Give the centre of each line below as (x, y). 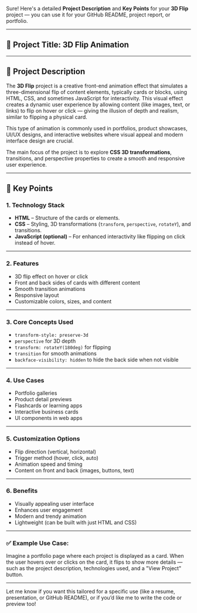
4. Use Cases (25, 380)
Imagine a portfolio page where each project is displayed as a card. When (95, 556)
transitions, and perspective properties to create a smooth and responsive (96, 158)
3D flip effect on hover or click (51, 276)
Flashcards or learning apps (48, 406)
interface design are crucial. (40, 141)
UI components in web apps (48, 418)
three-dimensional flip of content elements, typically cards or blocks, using (97, 92)
